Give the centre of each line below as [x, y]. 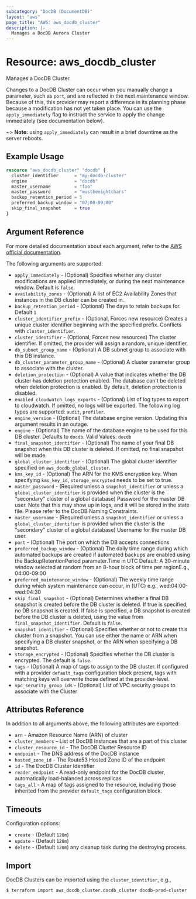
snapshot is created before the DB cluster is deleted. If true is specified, [101, 604]
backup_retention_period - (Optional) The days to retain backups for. [98, 306]
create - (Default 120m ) [42, 835]
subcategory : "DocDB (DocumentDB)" [49, 11]
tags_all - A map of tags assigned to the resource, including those [95, 785]
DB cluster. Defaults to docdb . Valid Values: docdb [73, 436]
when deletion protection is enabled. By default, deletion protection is [98, 387]
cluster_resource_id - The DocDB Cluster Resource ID [81, 748]
